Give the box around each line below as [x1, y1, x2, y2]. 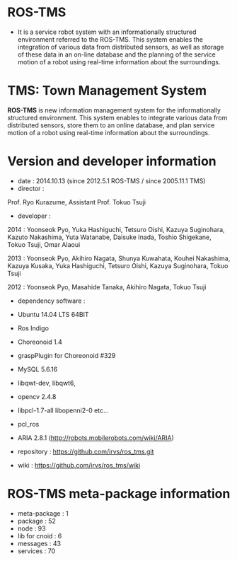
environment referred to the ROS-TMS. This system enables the [17, 35, 204, 43]
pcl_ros [17, 420, 40, 428]
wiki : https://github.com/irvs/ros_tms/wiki [17, 461, 141, 469]
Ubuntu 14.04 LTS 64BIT [17, 310, 90, 318]
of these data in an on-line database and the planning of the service [17, 50, 216, 59]
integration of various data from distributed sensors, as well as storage [17, 42, 224, 51]
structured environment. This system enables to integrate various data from [7, 113, 228, 122]
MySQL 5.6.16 [17, 365, 58, 374]
